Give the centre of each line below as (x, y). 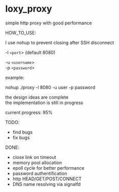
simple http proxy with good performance (49, 23)
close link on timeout (34, 157)
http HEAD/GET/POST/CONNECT (47, 179)
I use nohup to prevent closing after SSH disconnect (60, 42)
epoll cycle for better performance (48, 168)
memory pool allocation (37, 163)
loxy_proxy (29, 9)
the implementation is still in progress (44, 103)
